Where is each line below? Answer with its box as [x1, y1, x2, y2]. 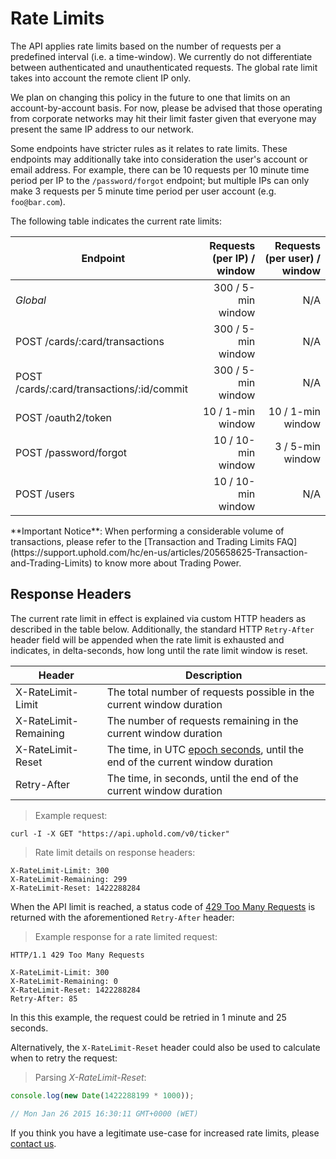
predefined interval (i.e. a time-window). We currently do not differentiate [10, 50, 313, 62]
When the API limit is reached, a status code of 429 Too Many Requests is [10, 900, 316, 912]
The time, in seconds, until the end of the [106, 771, 299, 785]
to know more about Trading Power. [94, 557, 242, 569]
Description [185, 668, 243, 682]
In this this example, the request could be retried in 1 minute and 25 [10, 1011, 287, 1023]
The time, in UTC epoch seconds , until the [106, 742, 305, 756]
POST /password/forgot [15, 445, 128, 459]
